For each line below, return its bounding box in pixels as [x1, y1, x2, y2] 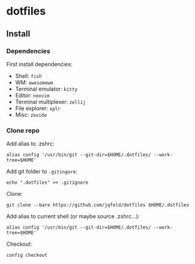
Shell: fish [15, 72, 42, 80]
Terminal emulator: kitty [15, 85, 78, 92]
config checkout [6, 252, 48, 259]
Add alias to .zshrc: [6, 140, 55, 147]
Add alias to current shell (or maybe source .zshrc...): [6, 213, 140, 220]
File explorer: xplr [15, 105, 61, 112]
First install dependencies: [6, 60, 73, 68]
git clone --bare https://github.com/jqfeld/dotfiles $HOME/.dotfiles [6, 202, 190, 208]
